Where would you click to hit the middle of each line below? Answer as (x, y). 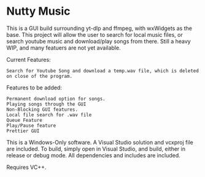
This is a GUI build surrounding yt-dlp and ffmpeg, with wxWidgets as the (99, 28)
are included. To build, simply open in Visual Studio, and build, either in (96, 149)
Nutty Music (38, 11)
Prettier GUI (23, 131)
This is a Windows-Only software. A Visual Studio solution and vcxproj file (100, 142)
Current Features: (29, 59)
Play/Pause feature (31, 126)
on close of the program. (39, 76)
